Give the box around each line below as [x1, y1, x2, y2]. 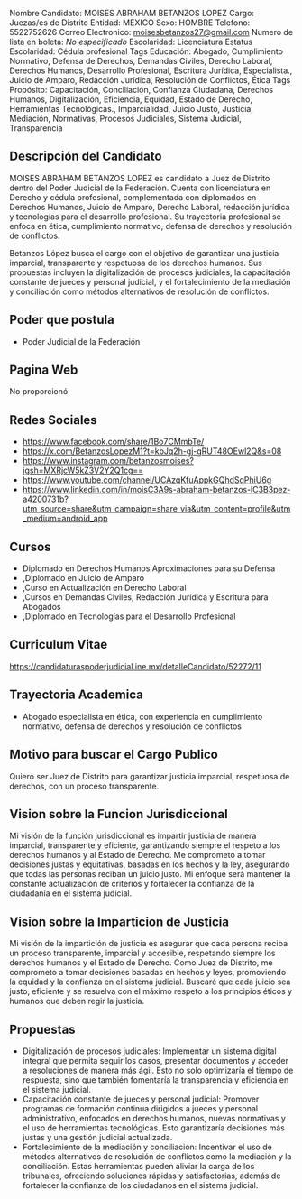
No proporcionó [9, 386, 69, 397]
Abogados [22, 602, 61, 613]
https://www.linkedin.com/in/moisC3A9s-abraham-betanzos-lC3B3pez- [22, 484, 291, 495]
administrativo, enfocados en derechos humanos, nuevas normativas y [22, 1112, 287, 1123]
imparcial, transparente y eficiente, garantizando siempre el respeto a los [9, 840, 281, 851]
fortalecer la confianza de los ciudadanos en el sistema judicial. [22, 1179, 259, 1190]
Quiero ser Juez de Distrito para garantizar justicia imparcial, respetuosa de [9, 770, 290, 781]
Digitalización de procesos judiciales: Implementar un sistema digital [22, 1046, 277, 1056]
